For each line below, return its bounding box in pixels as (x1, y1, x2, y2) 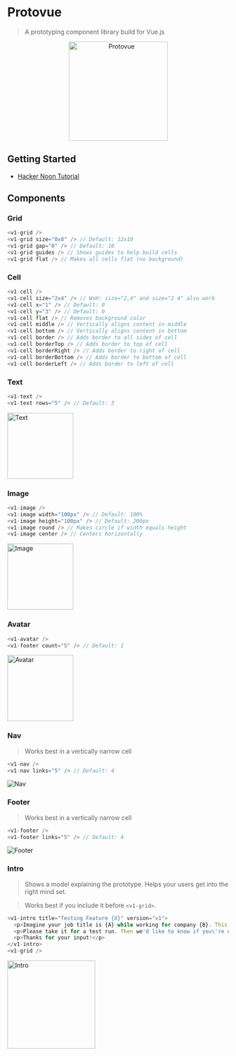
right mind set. (24, 887, 67, 895)
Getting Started (7, 153, 77, 166)
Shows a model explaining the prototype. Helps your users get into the (24, 880, 229, 888)
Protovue (7, 4, 62, 20)
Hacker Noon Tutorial (17, 172, 79, 180)
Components (7, 192, 65, 204)
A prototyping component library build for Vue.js (24, 27, 165, 36)
